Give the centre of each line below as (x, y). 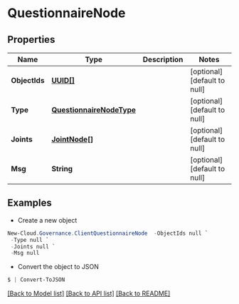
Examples (30, 203)
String (62, 169)
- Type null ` (30, 240)
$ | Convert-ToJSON (36, 280)
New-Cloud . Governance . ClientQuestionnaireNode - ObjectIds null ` (108, 233)
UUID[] (63, 80)
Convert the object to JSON (58, 267)
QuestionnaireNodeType (94, 110)
